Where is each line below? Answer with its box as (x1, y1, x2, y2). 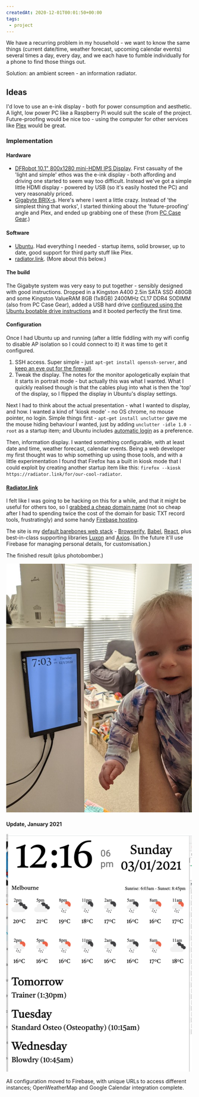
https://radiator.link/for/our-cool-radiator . (6, 470, 122, 477)
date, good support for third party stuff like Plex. (14, 249, 133, 256)
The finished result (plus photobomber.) (6, 552, 104, 559)
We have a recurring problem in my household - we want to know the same (6, 39, 190, 47)
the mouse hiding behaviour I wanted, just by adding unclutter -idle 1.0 (6, 420, 187, 427)
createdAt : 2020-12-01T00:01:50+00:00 (6, 10, 102, 16)
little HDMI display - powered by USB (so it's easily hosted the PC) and (14, 184, 188, 191)
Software (6, 229, 30, 236)
